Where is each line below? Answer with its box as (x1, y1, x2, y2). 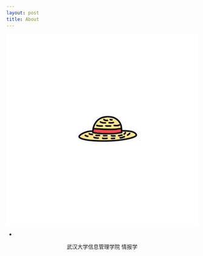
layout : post (6, 10, 40, 16)
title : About (6, 16, 40, 22)
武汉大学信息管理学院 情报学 (66, 243, 138, 251)
